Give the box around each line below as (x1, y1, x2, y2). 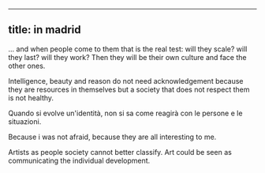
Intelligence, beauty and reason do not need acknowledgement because (8, 76, 244, 85)
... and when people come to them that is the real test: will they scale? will (8, 44, 248, 54)
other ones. (8, 61, 46, 70)
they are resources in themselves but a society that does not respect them (8, 85, 250, 94)
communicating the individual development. (8, 156, 151, 165)
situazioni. (8, 116, 42, 126)
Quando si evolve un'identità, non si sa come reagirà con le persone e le (8, 108, 243, 118)
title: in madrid (8, 23, 81, 36)
